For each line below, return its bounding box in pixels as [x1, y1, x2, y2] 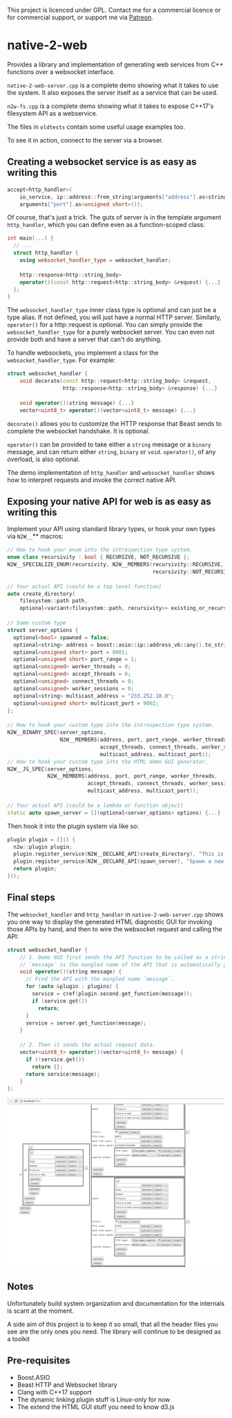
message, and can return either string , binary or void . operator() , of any [7, 447, 216, 456]
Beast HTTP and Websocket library [17, 1381, 117, 1389]
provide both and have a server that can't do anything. [7, 335, 162, 343]
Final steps [7, 892, 55, 904]
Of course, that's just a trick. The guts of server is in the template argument [7, 213, 222, 222]
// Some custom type [7, 620, 67, 627]
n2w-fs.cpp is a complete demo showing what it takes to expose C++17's [7, 102, 214, 110]
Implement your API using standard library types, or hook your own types [7, 525, 216, 533]
